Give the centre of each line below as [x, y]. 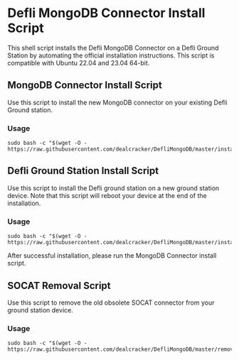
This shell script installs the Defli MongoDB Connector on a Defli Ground [113, 48]
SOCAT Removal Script [59, 285]
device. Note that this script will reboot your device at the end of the [107, 195]
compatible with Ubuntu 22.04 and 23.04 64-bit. [79, 62]
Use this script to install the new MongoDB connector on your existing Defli [117, 102]
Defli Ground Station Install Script [83, 171]
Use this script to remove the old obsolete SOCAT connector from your [111, 302]
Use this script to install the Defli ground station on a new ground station [113, 188]
